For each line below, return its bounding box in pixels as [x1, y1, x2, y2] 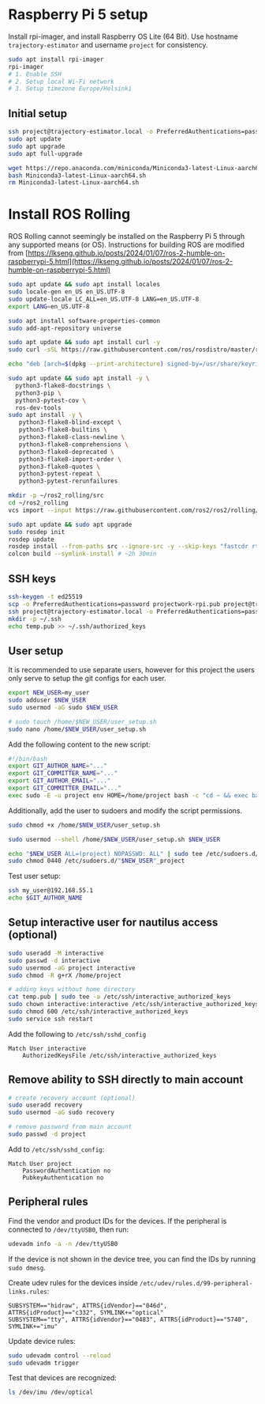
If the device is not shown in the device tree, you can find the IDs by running [8, 1254, 256, 1263]
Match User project [8, 1160, 73, 1167]
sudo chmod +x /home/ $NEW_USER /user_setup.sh [8, 821, 160, 829]
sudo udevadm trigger [8, 1359, 80, 1367]
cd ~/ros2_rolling [8, 499, 69, 507]
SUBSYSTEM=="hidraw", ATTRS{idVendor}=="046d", [8, 1301, 168, 1310]
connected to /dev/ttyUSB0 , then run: [8, 1224, 129, 1234]
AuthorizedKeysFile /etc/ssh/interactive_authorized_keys [22, 1051, 217, 1059]
